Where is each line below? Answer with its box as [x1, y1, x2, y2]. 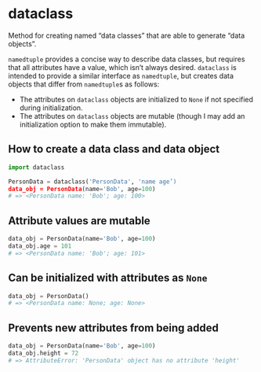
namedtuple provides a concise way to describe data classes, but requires [8, 54, 245, 64]
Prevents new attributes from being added [8, 321, 219, 334]
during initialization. [19, 103, 84, 112]
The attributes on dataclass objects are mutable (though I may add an [19, 111, 245, 120]
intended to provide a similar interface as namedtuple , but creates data [8, 71, 234, 80]
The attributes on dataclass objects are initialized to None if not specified [19, 94, 253, 104]
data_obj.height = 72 [8, 349, 79, 357]
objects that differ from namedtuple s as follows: [8, 79, 160, 89]
